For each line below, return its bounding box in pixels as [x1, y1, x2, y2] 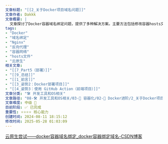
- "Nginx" [5, 40, 26, 45]
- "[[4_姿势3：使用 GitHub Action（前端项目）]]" [5, 86, 100, 91]
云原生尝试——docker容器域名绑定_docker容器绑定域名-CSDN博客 [5, 133, 142, 139]
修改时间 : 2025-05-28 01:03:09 [5, 118, 67, 124]
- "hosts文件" [5, 53, 33, 59]
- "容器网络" [5, 49, 29, 54]
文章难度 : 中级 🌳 [5, 100, 37, 105]
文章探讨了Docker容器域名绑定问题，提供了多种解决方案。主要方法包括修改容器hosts [9, 21, 161, 26]
